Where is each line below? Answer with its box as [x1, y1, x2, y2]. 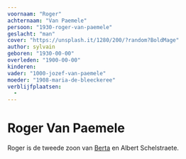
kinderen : [7, 63, 37, 70]
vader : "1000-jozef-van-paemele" [7, 70, 106, 77]
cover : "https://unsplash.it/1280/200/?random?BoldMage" [7, 37, 180, 44]
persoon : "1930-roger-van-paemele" [7, 23, 113, 31]
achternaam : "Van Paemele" [7, 17, 87, 24]
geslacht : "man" [7, 30, 55, 38]
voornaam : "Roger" [7, 10, 62, 18]
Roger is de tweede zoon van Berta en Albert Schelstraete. [7, 143, 180, 153]
